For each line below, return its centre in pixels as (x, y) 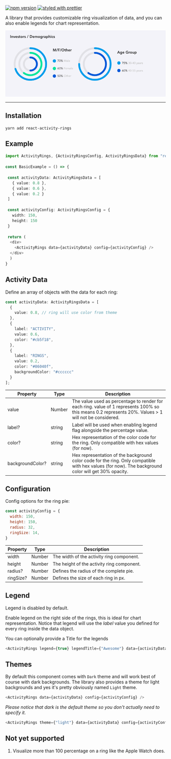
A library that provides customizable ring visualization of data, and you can (84, 18)
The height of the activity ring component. (97, 564)
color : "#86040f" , (34, 367)
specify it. (16, 713)
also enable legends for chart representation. (53, 23)
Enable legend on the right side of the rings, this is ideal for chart (73, 618)
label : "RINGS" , (32, 356)
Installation (23, 116)
